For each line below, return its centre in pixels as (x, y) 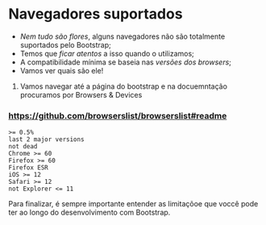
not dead (23, 147)
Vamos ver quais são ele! (62, 70)
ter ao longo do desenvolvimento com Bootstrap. (89, 212)
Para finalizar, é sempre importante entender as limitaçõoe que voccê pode (133, 204)
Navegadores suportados (96, 14)
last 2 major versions (46, 140)
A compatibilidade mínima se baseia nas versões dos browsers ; (126, 62)
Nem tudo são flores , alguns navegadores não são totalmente (123, 36)
